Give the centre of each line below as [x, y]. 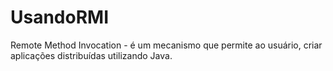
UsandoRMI [60, 17]
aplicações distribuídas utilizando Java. [91, 55]
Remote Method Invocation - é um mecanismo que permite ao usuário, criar [166, 45]
